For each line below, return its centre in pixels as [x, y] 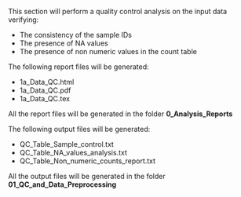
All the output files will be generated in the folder [87, 176]
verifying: [24, 20]
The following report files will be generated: [79, 67]
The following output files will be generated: [79, 129]
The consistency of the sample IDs [75, 35]
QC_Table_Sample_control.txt [66, 144]
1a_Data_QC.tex [45, 98]
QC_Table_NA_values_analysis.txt [73, 153]
